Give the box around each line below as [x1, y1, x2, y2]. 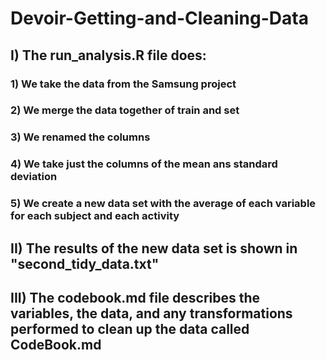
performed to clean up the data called [10, 320, 250, 337]
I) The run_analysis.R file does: [10, 47, 207, 64]
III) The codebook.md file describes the [10, 289, 261, 306]
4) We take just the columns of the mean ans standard [10, 157, 278, 171]
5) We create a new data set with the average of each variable [10, 197, 317, 211]
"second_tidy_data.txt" [10, 255, 160, 272]
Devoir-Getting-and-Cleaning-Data [10, 7, 309, 30]
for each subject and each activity [10, 209, 180, 223]
